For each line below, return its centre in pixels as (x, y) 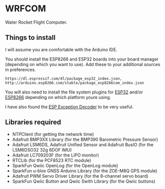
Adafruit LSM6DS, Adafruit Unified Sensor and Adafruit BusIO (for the (83, 144)
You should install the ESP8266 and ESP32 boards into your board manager (82, 59)
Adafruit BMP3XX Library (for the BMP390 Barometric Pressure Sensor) (85, 139)
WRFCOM (26, 9)
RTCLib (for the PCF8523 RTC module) (52, 160)
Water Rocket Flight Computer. (36, 22)
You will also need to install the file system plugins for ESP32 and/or (74, 92)
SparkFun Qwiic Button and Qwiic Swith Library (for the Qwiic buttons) (84, 181)
